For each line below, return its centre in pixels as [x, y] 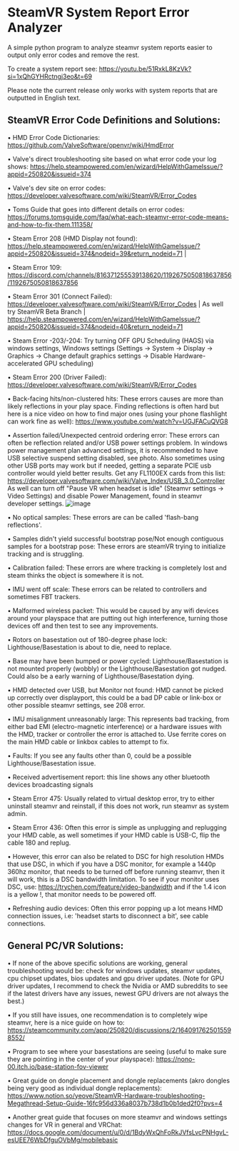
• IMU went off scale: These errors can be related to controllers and [107, 589]
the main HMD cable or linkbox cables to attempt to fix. [88, 742]
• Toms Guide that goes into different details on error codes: [96, 209]
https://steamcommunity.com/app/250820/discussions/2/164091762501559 [119, 1030]
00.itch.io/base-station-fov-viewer [58, 1066]
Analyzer [35, 27]
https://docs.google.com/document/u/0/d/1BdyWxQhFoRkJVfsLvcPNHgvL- [118, 1132]
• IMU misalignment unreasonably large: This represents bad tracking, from [118, 719]
